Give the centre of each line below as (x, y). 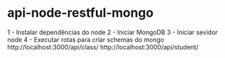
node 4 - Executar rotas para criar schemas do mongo (86, 39)
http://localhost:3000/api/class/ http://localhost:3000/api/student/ (103, 47)
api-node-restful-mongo (81, 13)
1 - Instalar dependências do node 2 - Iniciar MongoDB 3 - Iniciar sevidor (112, 32)
